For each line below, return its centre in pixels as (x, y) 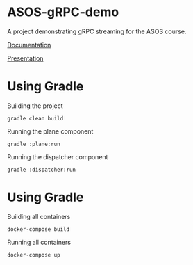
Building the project (35, 106)
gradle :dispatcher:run (42, 170)
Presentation (25, 58)
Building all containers (39, 216)
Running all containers (39, 242)
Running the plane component (50, 131)
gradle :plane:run (34, 144)
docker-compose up (34, 255)
